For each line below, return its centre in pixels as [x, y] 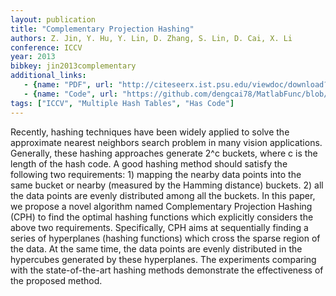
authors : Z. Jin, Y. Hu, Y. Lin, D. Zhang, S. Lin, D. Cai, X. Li [151, 38]
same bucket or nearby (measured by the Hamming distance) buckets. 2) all [167, 185]
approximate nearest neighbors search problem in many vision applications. [166, 142]
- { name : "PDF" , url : [68, 85]
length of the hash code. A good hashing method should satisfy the [149, 163]
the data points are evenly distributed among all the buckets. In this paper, [163, 195]
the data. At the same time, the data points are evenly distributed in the [156, 248]
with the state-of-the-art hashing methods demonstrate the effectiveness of [167, 270]
